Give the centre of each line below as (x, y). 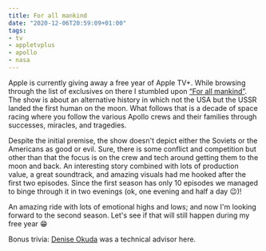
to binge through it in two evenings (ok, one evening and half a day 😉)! (125, 191)
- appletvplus (32, 45)
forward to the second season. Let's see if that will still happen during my (129, 215)
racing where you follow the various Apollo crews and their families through (133, 116)
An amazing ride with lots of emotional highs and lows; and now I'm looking (133, 206)
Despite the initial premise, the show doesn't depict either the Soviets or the (133, 140)
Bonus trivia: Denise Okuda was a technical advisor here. (102, 239)
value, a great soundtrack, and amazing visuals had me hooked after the (127, 174)
